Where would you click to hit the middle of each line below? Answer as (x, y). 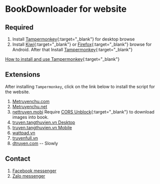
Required (19, 27)
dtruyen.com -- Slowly (35, 143)
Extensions (23, 75)
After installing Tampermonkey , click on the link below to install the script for (80, 86)
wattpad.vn (24, 133)
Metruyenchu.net (30, 107)
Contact (18, 159)
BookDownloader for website (66, 9)
